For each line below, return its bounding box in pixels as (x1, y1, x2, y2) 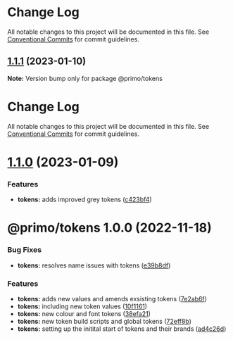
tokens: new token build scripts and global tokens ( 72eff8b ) (17, 317, 192, 325)
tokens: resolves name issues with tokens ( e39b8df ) (17, 261, 171, 270)
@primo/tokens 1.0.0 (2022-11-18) (7, 220, 213, 236)
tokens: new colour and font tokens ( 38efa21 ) (17, 309, 151, 317)
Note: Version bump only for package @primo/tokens (7, 74, 163, 82)
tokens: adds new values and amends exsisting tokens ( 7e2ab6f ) (17, 294, 208, 303)
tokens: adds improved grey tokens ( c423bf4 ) (17, 195, 153, 204)
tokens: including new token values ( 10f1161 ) (17, 302, 148, 310)
